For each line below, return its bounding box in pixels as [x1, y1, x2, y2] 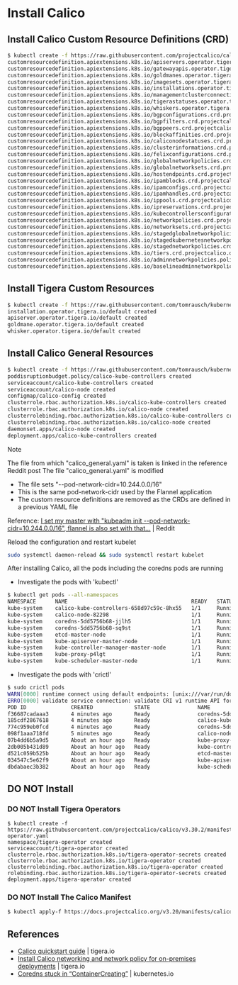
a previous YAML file [17, 502, 79, 511]
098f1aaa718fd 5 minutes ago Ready [7, 730, 151, 738]
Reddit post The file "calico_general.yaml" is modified [7, 466, 164, 474]
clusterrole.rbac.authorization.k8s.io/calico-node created [7, 406, 189, 413]
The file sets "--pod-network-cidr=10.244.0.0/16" [17, 480, 163, 489]
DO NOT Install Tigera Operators [7, 803, 121, 813]
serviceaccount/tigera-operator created [7, 845, 129, 852]
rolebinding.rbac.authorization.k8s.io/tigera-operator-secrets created [7, 870, 227, 877]
